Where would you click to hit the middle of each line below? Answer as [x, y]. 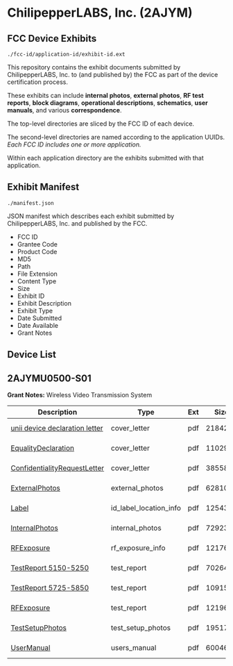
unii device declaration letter [57, 428]
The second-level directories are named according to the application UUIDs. [116, 137]
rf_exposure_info [138, 548]
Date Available [38, 325]
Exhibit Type [35, 310]
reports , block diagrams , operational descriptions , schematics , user [107, 103]
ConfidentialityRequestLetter [58, 468]
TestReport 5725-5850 [50, 588]
